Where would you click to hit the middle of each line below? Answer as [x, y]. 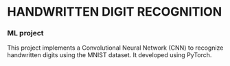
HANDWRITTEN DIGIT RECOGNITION [115, 12]
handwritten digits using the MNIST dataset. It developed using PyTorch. [110, 55]
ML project [25, 33]
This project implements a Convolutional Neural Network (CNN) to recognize [115, 48]
